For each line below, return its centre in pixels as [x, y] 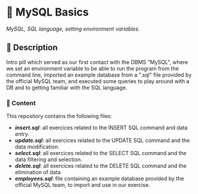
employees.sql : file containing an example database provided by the [99, 178]
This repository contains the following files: [59, 116]
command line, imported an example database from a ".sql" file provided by [99, 75]
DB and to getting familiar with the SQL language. [67, 87]
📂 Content [21, 103]
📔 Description [32, 48]
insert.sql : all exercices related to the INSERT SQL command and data [101, 128]
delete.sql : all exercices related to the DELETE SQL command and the [100, 166]
